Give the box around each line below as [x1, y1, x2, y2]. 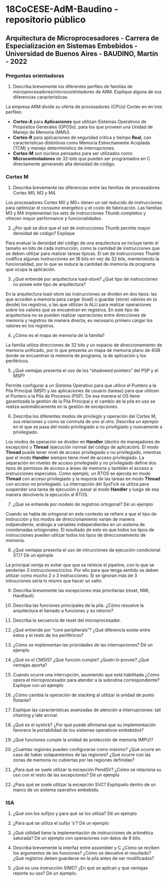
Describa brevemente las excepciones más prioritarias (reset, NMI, [12, 587, 150, 593]
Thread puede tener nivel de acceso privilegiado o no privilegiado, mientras [5, 449, 161, 455]
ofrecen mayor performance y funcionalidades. [5, 216, 102, 221]
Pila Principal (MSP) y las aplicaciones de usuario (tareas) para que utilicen [5, 388, 160, 394]
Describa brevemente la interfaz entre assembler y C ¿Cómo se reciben [12, 845, 160, 851]
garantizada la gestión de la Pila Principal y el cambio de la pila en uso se [5, 398, 156, 404]
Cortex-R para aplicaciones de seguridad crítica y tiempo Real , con [12, 134, 152, 140]
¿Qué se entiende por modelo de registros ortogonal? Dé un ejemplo [12, 501, 154, 507]
